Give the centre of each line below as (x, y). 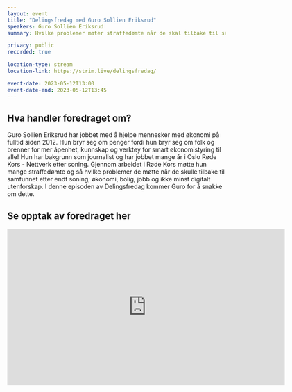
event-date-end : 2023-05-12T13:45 (57, 90)
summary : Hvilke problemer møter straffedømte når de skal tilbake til (113, 33)
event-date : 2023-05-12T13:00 (51, 83)
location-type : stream (40, 65)
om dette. (21, 194)
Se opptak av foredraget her (69, 216)
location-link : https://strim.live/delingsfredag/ (82, 71)
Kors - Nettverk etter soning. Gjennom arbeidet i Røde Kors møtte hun (107, 165)
